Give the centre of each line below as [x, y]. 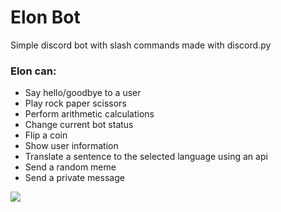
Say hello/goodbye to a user [83, 93]
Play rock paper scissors [75, 103]
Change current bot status [79, 125]
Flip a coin [46, 135]
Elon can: [33, 71]
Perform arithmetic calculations [89, 114]
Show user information [71, 146]
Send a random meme [70, 167]
